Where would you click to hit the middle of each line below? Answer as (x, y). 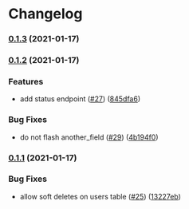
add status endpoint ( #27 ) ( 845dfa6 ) (80, 99)
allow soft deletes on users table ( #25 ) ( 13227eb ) (100, 196)
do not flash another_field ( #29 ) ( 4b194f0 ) (89, 137)
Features (26, 81)
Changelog (45, 14)
